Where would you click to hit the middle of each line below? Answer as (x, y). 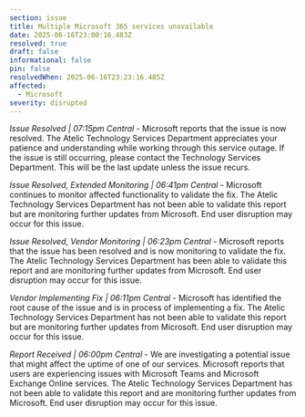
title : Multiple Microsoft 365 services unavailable (112, 26)
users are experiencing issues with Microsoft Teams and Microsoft (134, 374)
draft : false (34, 52)
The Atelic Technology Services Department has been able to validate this (148, 261)
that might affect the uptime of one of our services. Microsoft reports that (147, 364)
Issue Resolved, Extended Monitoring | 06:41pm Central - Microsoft (136, 185)
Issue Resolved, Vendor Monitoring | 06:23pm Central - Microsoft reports (147, 242)
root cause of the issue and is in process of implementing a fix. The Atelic (147, 308)
